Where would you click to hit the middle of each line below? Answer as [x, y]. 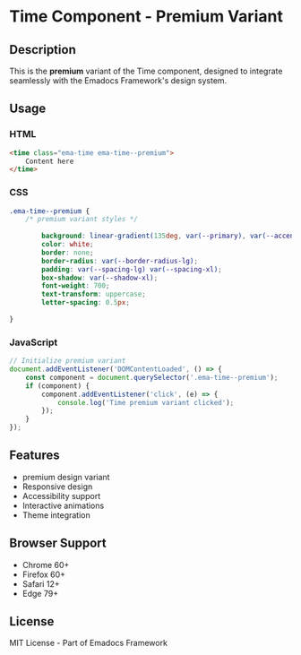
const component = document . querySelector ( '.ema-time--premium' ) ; [152, 377]
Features [34, 456]
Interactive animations [63, 505]
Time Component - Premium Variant [146, 17]
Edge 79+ [40, 593]
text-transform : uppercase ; [94, 294]
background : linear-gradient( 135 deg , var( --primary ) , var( [154, 236]
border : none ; [68, 253]
